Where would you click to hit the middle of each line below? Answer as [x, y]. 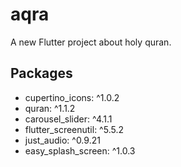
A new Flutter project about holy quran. [91, 42]
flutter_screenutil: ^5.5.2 [74, 129]
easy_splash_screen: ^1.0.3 [80, 150]
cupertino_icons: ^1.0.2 [72, 97]
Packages [41, 73]
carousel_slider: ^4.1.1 [68, 119]
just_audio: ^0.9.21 [62, 140]
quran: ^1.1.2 [50, 108]
